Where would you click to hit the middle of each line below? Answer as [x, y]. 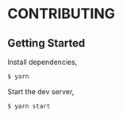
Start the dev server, [41, 91]
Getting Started [46, 43]
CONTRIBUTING [61, 14]
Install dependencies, [42, 62]
